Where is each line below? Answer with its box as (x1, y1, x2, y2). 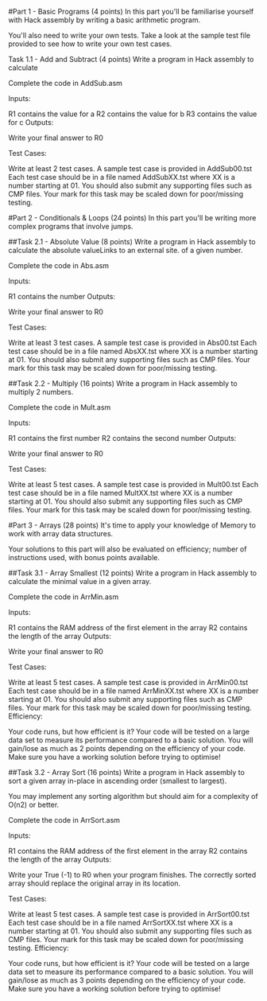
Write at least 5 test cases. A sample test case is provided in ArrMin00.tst (8, 678, 249, 687)
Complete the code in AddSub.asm (8, 79, 123, 88)
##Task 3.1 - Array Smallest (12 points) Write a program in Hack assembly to (8, 568, 257, 578)
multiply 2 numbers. (8, 388, 74, 396)
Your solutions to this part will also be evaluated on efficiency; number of (8, 544, 247, 554)
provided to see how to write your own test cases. (8, 39, 172, 49)
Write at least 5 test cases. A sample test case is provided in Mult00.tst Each (8, 480, 259, 489)
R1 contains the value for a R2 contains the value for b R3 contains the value (8, 109, 257, 119)
